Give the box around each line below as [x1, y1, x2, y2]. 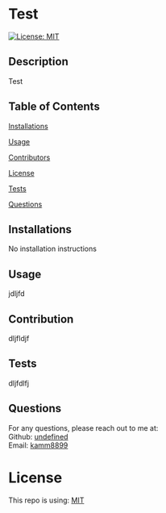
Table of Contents [8, 100, 101, 114]
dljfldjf [8, 334, 30, 343]
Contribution [8, 312, 74, 326]
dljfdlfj [8, 378, 30, 388]
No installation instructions [8, 244, 97, 254]
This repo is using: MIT [8, 495, 85, 505]
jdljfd [8, 289, 26, 298]
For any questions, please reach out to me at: [8, 423, 159, 432]
